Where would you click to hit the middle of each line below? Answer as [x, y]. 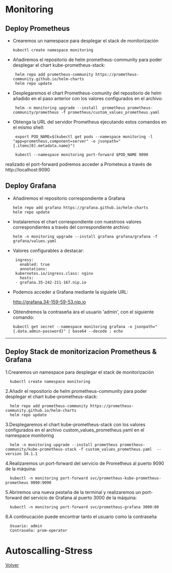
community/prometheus [36, 112]
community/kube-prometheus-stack [41, 449]
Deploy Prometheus [38, 28]
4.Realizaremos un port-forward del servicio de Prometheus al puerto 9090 [85, 463]
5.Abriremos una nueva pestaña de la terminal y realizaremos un [73, 492]
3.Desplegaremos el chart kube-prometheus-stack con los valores [76, 424]
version [14, 454]
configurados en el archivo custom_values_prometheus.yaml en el [75, 430]
